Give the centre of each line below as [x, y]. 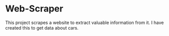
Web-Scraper [34, 9]
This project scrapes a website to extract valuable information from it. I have [85, 22]
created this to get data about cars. [42, 27]
